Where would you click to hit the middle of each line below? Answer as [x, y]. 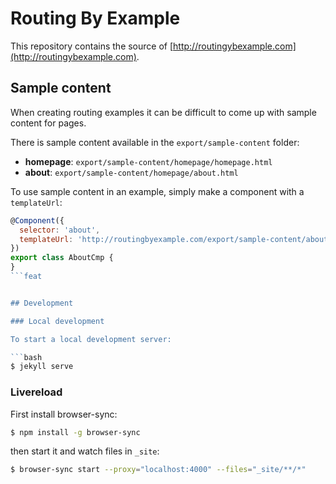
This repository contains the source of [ [92, 46]
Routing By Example [95, 18]
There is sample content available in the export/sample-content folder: [155, 142]
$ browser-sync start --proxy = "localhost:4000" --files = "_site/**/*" [158, 470]
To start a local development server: [91, 339]
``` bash [26, 357]
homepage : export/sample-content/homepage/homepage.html [148, 161]
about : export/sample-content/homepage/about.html [131, 172]
